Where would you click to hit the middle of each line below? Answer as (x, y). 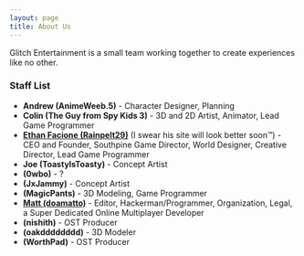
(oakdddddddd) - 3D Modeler (79, 232)
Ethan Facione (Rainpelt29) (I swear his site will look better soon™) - (152, 134)
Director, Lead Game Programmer (86, 154)
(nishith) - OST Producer (70, 222)
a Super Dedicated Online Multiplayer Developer (113, 212)
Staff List (30, 86)
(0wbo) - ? (43, 174)
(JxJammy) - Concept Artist (76, 183)
